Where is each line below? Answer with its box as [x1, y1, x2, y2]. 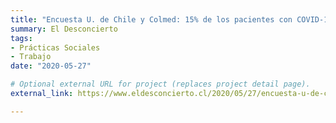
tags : [10, 33, 33, 43]
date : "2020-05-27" [10, 61, 92, 71]
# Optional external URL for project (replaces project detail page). [10, 79, 311, 90]
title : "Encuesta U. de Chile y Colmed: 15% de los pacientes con [10, 14, 293, 25]
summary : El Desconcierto [10, 24, 118, 34]
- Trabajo [10, 52, 52, 62]
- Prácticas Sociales [10, 42, 101, 53]
